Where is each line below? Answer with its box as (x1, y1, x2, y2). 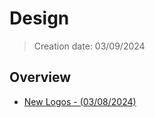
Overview (9, 69, 72, 86)
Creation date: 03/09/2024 (33, 40, 146, 52)
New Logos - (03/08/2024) (23, 95, 137, 107)
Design (9, 7, 70, 30)
